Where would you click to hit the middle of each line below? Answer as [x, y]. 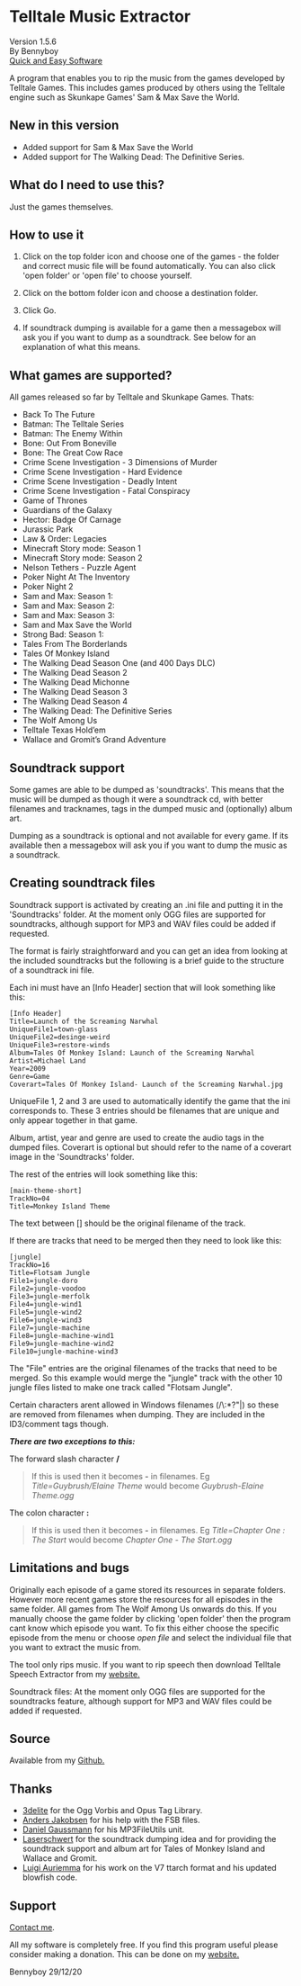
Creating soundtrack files [82, 883]
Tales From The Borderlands [75, 644]
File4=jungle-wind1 [46, 1304]
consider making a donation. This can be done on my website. [124, 1955]
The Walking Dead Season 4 [75, 701]
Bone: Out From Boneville [69, 444]
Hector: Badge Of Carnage [72, 520]
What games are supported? [91, 375]
